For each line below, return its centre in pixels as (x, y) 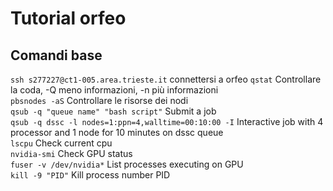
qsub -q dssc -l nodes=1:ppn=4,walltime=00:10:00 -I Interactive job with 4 (167, 121)
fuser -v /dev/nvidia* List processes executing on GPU (127, 164)
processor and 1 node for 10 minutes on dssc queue (117, 132)
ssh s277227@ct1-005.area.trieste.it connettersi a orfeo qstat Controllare (166, 79)
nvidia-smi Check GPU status (71, 153)
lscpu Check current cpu (61, 143)
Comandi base (56, 55)
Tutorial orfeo (68, 18)
